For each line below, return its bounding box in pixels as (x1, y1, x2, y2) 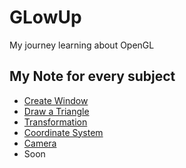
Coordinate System (23, 126, 104, 138)
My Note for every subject (9, 68, 176, 85)
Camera (23, 137, 57, 149)
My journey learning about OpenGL (9, 39, 155, 51)
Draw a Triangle (23, 105, 90, 117)
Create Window (23, 94, 89, 106)
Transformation (23, 116, 88, 128)
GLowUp (9, 6, 82, 29)
